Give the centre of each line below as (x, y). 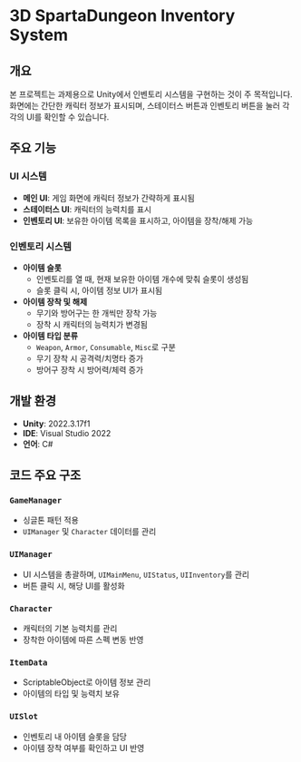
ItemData (29, 663)
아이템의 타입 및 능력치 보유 (71, 694)
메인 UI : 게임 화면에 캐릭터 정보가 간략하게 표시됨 (108, 198)
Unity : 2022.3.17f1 (56, 424)
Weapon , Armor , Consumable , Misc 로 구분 (106, 347)
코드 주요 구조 (45, 476)
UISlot (24, 717)
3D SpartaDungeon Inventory (122, 16)
